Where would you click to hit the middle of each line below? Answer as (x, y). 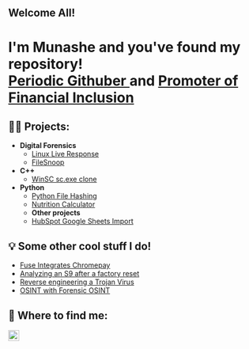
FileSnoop (48, 162)
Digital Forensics (48, 146)
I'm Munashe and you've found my (124, 47)
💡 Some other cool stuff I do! (80, 246)
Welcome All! (41, 13)
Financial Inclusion (71, 97)
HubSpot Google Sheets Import (83, 222)
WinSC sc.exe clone (64, 179)
